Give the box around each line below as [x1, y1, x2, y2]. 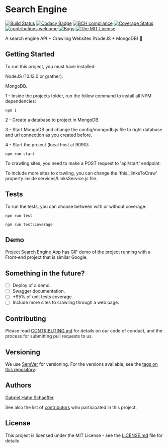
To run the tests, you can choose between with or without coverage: [5, 203, 147, 209]
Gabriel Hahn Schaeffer [5, 395, 54, 401]
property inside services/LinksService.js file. [5, 175, 98, 181]
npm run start [5, 151, 35, 156]
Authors [5, 381, 32, 389]
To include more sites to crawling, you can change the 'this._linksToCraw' [5, 170, 157, 176]
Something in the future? [5, 269, 85, 277]
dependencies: [5, 98, 36, 104]
